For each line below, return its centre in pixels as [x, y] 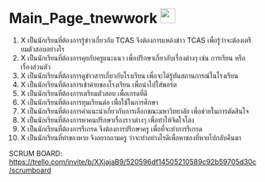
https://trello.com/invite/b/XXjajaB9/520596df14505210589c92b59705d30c [133, 162]
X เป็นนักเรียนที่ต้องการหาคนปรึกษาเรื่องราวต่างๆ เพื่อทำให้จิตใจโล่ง [107, 120]
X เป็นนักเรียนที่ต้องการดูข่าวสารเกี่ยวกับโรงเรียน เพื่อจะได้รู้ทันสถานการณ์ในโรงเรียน [129, 76]
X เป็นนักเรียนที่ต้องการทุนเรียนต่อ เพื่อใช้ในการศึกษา [89, 102]
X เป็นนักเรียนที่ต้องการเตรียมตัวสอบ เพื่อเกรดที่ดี [84, 93]
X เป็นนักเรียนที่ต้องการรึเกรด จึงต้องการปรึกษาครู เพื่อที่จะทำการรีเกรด [111, 128]
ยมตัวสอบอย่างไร [42, 49]
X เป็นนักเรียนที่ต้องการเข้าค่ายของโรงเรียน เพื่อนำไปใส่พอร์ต [98, 84]
